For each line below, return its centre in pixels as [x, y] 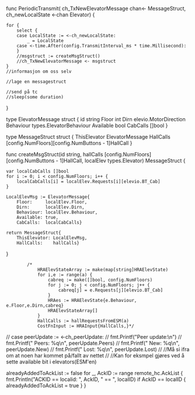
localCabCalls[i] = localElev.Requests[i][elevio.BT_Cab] [88, 181]
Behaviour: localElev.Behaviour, [57, 212]
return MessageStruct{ [34, 233]
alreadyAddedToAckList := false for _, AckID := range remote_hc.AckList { [95, 373]
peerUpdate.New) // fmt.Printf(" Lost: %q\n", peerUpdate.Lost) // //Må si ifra [98, 349]
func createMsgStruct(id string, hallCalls [55, 154]
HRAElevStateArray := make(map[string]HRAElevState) [102, 270]
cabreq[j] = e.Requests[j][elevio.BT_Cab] [111, 290]
